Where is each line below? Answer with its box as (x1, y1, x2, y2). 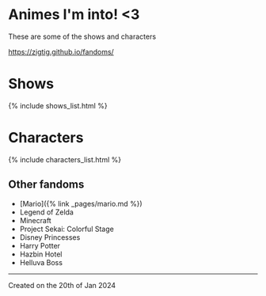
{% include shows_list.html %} (8, 101, 108, 110)
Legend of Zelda (19, 207, 74, 217)
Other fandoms (8, 178, 85, 192)
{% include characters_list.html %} (8, 154, 121, 164)
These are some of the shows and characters (8, 32, 157, 41)
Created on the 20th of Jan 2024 (8, 280, 116, 290)
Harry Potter (19, 241, 61, 250)
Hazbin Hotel (19, 249, 63, 259)
